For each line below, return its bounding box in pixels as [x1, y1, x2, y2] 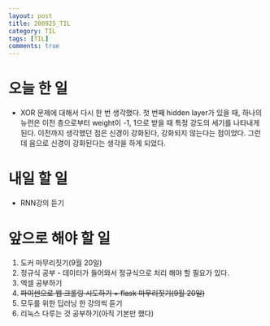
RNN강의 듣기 [20, 198, 65, 208]
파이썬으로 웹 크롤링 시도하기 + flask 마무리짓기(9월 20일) [20, 288, 205, 298]
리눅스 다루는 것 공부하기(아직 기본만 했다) [20, 308, 155, 318]
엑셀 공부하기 [20, 277, 63, 288]
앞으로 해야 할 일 [8, 229, 111, 248]
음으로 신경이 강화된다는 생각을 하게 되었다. [28, 139, 167, 148]
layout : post [8, 11, 53, 20]
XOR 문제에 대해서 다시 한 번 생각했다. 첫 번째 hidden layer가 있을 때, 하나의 [20, 108, 263, 118]
